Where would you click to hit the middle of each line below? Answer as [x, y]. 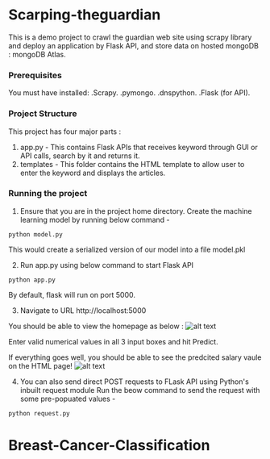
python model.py [35, 234]
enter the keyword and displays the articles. [93, 173]
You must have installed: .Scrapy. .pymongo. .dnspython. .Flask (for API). [129, 93]
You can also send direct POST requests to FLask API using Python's [135, 382]
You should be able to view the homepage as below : [96, 326]
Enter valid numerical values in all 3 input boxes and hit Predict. [114, 341]
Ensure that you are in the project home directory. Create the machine [136, 211]
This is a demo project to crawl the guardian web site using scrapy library [130, 37]
